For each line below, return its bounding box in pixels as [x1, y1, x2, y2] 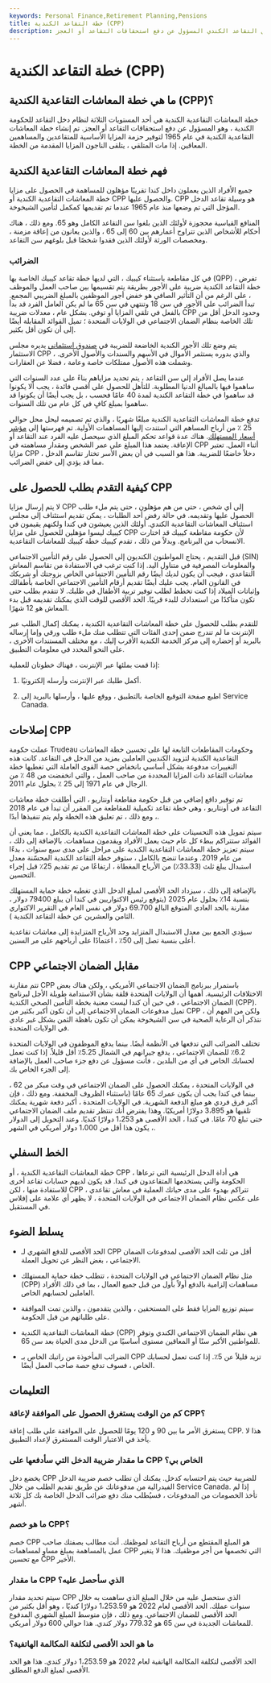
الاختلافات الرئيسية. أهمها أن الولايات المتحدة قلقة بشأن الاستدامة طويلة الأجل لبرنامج [9, 989, 263, 998]
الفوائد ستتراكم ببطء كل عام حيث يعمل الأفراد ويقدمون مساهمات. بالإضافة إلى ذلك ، [9, 835, 261, 846]
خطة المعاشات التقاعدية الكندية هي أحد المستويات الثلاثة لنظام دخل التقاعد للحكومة [9, 114, 259, 125]
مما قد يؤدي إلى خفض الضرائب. [9, 457, 105, 467]
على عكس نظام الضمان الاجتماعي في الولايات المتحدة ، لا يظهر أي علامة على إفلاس [9, 1193, 261, 1203]
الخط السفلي [9, 1146, 68, 1160]
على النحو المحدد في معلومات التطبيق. [9, 645, 125, 654]
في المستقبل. [9, 1201, 51, 1211]
